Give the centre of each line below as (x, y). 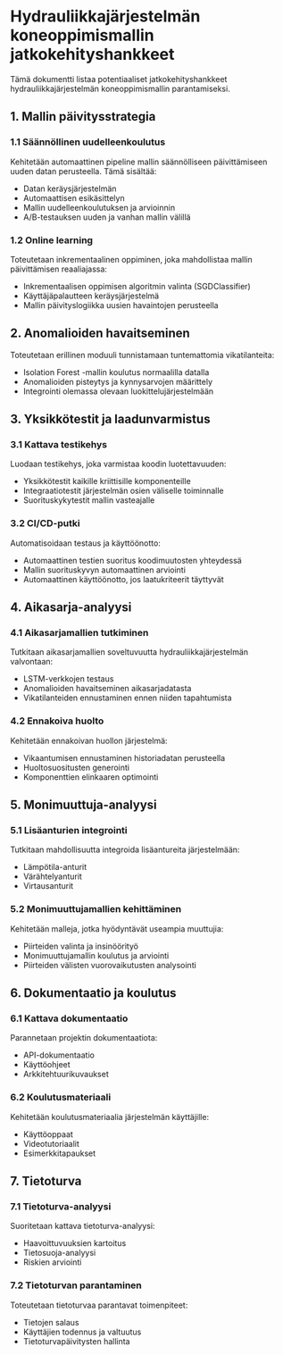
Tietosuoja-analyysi (59, 1253)
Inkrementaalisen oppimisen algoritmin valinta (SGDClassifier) (137, 286)
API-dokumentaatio (58, 1055)
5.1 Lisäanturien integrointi (69, 831)
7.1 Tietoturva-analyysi (61, 1206)
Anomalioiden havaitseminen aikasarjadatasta (107, 689)
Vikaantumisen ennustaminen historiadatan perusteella (124, 757)
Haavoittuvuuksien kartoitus (75, 1243)
